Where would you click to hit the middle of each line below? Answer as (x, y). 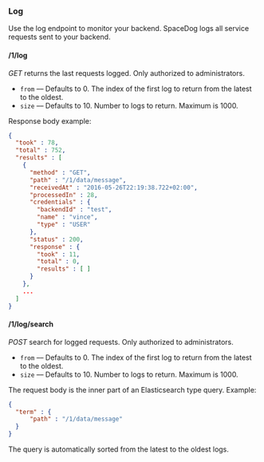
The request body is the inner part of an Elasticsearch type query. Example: (132, 389)
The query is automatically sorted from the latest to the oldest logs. (119, 449)
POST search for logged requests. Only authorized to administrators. (121, 342)
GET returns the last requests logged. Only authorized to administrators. (126, 73)
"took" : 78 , (37, 143)
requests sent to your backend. (59, 37)
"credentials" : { (60, 202)
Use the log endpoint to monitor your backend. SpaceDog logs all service (129, 29)
